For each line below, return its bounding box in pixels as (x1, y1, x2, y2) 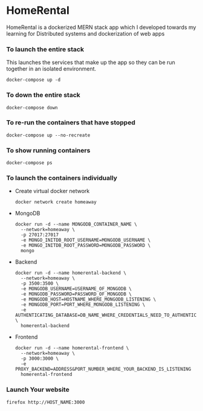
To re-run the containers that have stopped (6, 118, 136, 127)
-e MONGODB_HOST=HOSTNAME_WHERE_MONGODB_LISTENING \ (21, 296, 156, 302)
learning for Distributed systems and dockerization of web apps (6, 30, 165, 37)
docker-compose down (6, 104, 59, 110)
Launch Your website (6, 386, 69, 394)
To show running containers (6, 146, 91, 155)
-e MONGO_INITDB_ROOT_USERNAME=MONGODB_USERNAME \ (21, 237, 151, 243)
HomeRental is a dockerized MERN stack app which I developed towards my (6, 24, 196, 31)
